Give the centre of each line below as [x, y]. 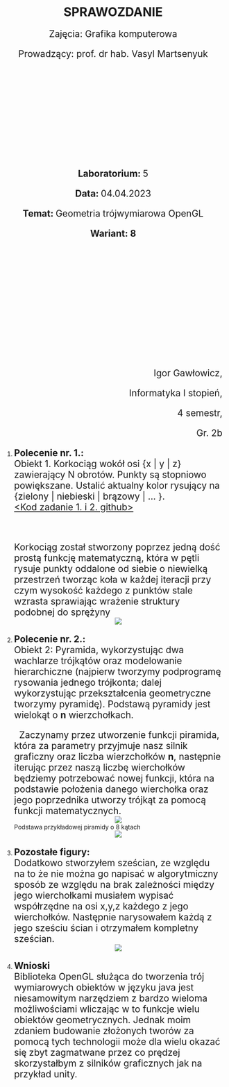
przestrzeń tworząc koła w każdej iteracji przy [112, 580]
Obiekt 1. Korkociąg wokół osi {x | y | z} [97, 464]
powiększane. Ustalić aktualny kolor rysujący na [117, 486]
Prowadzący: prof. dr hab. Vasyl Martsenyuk [113, 54]
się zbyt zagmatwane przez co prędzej [97, 1053]
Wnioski [32, 966]
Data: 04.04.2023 [113, 194]
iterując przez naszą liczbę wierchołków [100, 768]
